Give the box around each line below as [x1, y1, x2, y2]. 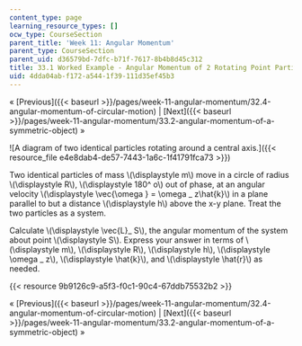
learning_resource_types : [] [9, 22, 119, 31]
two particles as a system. [9, 208, 106, 218]
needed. [9, 262, 40, 274]
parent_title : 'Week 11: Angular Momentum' [9, 38, 175, 48]
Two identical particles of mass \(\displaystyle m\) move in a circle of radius [9, 169, 289, 180]
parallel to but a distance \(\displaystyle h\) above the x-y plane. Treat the [9, 198, 281, 208]
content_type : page [9, 13, 83, 22]
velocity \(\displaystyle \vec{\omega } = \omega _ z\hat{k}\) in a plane [9, 188, 269, 199]
